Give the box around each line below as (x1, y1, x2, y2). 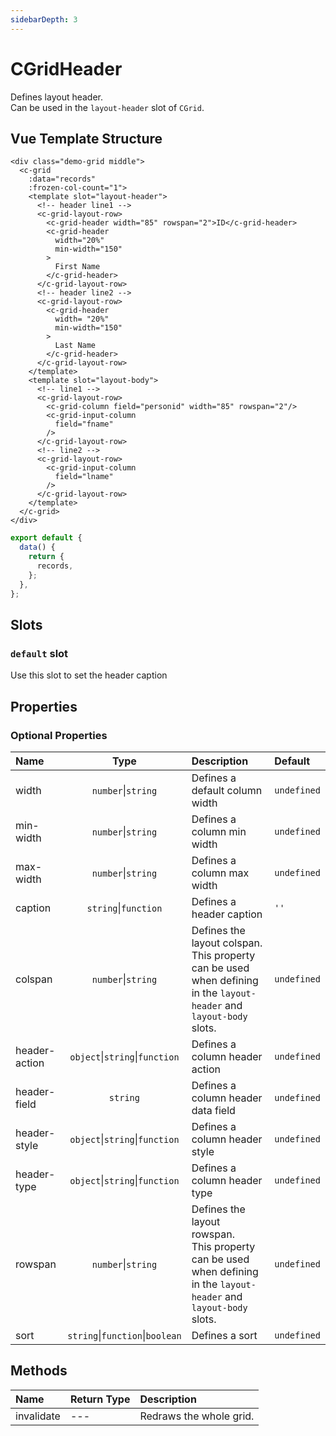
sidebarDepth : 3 (10, 14, 78, 25)
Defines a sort (191, 1328, 258, 1342)
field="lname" (54, 472, 114, 482)
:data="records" (28, 174, 97, 185)
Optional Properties (10, 728, 108, 742)
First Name (54, 262, 101, 272)
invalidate (15, 1409, 61, 1423)
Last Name (54, 341, 97, 351)
